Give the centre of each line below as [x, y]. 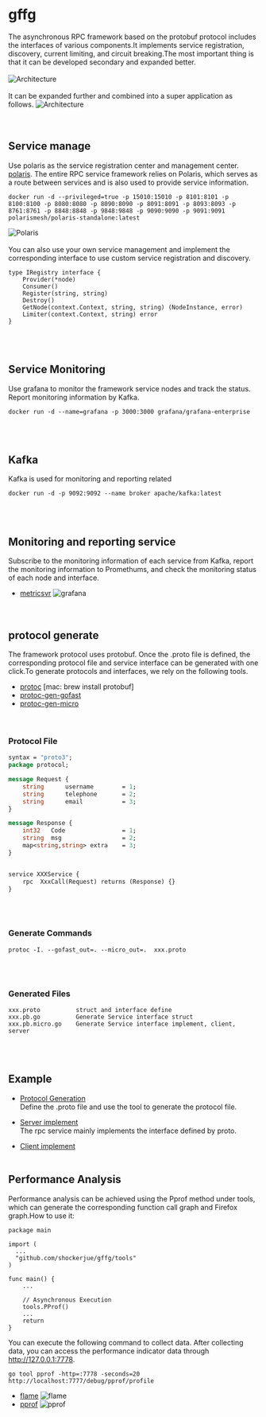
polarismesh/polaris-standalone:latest [74, 218]
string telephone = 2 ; [79, 794]
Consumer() [40, 286]
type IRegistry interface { [55, 272]
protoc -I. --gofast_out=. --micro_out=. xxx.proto [97, 950]
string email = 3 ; [79, 801]
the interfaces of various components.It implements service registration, [126, 45]
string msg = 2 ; [79, 838]
